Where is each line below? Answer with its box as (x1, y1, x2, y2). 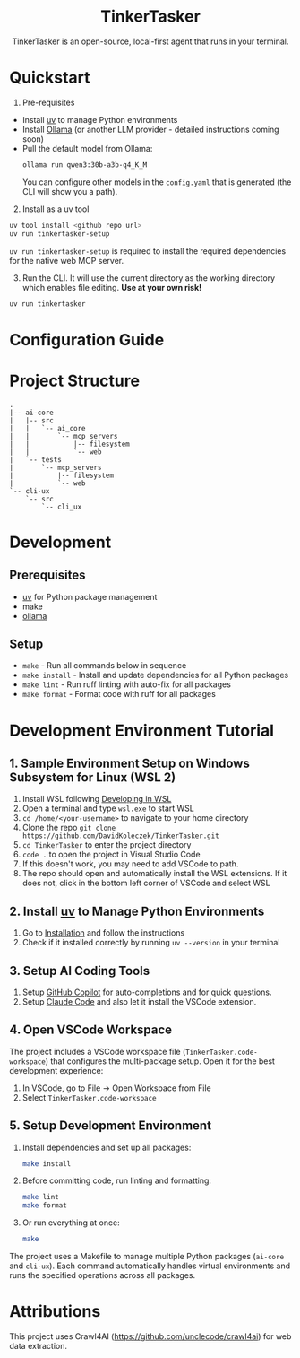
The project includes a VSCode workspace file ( (9, 1046, 186, 1057)
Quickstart (9, 67, 91, 88)
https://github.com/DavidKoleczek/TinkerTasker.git (21, 831, 219, 840)
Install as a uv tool (21, 204, 90, 214)
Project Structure (9, 370, 141, 391)
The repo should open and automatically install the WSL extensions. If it (21, 868, 287, 879)
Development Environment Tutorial (9, 720, 275, 741)
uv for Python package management (21, 591, 158, 602)
